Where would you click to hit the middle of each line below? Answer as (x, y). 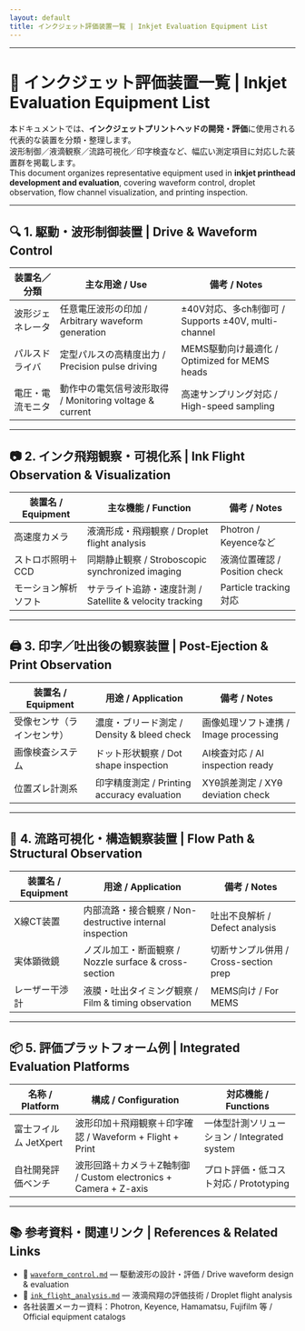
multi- (265, 321)
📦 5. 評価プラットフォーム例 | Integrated (125, 1048)
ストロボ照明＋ (46, 560)
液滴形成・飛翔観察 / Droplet (148, 531)
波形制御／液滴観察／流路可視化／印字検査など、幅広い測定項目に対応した (148, 152)
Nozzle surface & (120, 962)
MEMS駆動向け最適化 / (230, 349)
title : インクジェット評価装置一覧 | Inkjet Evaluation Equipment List (139, 26)
